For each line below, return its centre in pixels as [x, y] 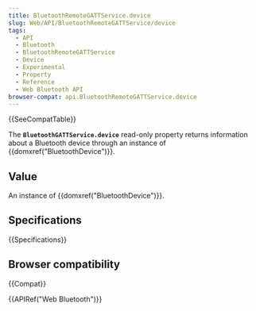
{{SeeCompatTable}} [43, 119]
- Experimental [41, 67]
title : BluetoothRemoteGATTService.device [80, 15]
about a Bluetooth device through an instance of [87, 143]
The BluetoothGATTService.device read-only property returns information [128, 135]
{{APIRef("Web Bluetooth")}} [55, 299]
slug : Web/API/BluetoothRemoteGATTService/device [92, 23]
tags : [17, 30]
